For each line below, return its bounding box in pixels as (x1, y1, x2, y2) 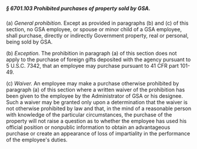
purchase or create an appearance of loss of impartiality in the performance (6, 130, 191, 137)
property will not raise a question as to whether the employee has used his (6, 117, 187, 124)
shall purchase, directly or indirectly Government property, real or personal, (6, 32, 189, 39)
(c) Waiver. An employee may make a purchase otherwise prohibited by (6, 80, 179, 87)
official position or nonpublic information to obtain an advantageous (6, 124, 171, 131)
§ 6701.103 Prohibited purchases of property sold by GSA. (6, 5, 151, 12)
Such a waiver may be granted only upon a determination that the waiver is (6, 98, 188, 105)
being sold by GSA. (6, 38, 53, 45)
